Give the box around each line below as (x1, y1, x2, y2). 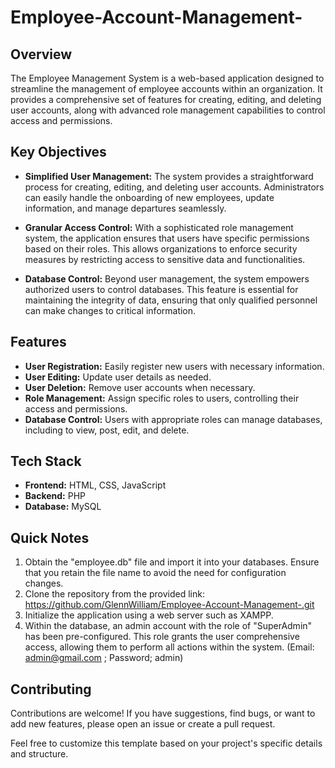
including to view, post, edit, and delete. (24, 424, 190, 436)
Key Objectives (10, 144, 107, 161)
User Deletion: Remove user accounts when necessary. (24, 381, 256, 393)
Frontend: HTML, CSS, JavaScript (24, 479, 167, 491)
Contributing (10, 681, 92, 698)
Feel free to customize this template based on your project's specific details (10, 737, 323, 750)
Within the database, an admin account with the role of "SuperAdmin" (24, 620, 313, 632)
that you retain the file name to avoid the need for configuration (24, 567, 287, 579)
